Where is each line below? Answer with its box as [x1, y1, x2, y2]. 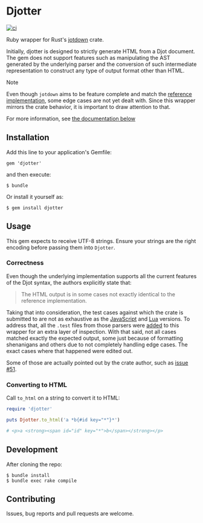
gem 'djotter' [6, 160, 42, 166]
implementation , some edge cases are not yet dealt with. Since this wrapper [6, 97, 196, 104]
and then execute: [6, 171, 51, 178]
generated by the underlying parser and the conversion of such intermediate [6, 60, 197, 68]
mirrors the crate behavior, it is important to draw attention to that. [6, 103, 171, 110]
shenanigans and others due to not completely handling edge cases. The [6, 340, 188, 348]
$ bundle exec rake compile [6, 478, 77, 484]
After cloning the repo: [6, 461, 62, 468]
